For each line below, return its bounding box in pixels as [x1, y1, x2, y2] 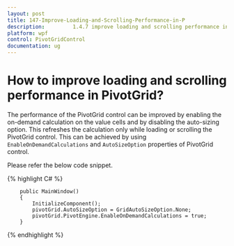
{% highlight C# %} [7, 174, 63, 183]
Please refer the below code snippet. [7, 161, 113, 169]
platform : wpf [7, 29, 49, 37]
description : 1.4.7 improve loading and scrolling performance [7, 23, 219, 30]
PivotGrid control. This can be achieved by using [7, 132, 147, 141]
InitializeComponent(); [32, 200, 101, 207]
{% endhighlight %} [7, 231, 64, 239]
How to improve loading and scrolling [7, 72, 227, 89]
